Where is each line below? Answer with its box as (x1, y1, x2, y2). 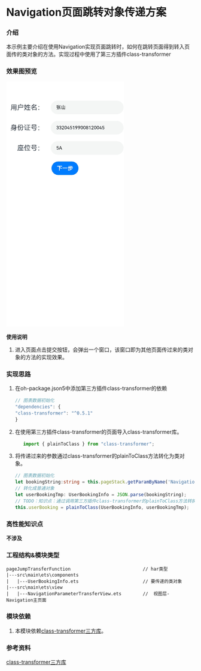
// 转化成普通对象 (14, 485, 55, 491)
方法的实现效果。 (25, 353, 68, 360)
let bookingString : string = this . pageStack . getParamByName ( (14, 479, 168, 485)
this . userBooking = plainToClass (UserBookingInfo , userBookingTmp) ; (14, 504, 190, 511)
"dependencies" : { (14, 404, 61, 410)
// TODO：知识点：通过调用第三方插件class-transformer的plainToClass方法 (14, 498, 187, 504)
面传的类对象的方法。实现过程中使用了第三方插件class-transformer (6, 50, 172, 58)
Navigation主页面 (6, 597, 47, 604)
